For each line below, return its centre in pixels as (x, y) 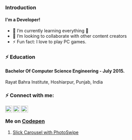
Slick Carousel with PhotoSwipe (46, 132)
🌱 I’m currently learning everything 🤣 (51, 31)
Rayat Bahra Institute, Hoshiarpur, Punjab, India (54, 82)
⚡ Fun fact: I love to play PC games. (49, 42)
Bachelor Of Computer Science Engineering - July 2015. (65, 71)
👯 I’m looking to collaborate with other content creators (70, 36)
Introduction (21, 8)
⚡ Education (20, 57)
